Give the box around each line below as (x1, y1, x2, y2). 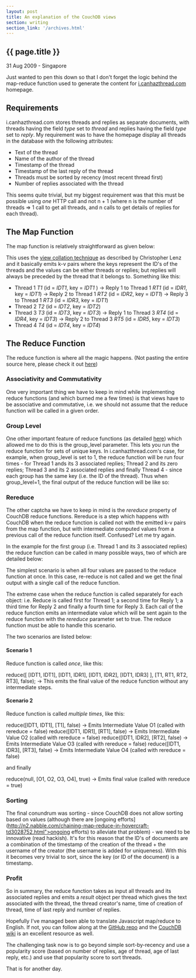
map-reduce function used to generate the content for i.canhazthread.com (6, 80, 186, 87)
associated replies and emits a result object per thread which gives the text (6, 893, 187, 901)
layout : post (6, 8, 38, 15)
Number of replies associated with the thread (14, 180, 124, 187)
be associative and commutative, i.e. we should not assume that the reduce (6, 400, 188, 408)
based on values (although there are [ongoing (6, 816, 116, 823)
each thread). (6, 210, 39, 217)
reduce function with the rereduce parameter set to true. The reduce (6, 616, 171, 623)
